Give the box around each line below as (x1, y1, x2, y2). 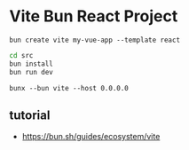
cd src (9, 51, 34, 59)
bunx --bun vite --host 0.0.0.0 (9, 83, 129, 92)
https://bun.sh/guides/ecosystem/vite (21, 131, 161, 142)
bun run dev (9, 67, 53, 76)
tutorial (9, 107, 51, 122)
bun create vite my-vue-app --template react (9, 36, 180, 44)
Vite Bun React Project (9, 6, 178, 27)
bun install (9, 59, 53, 68)
